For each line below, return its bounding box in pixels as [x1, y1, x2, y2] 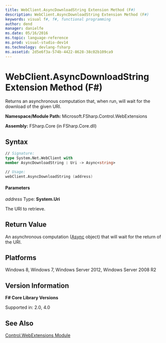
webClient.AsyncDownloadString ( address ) [5, 174, 93, 179]
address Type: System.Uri [5, 196, 60, 202]
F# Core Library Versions [5, 295, 59, 301]
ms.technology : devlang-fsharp [5, 45, 71, 50]
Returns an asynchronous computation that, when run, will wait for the [5, 98, 150, 104]
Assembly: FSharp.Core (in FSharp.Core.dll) [5, 123, 97, 129]
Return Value [5, 220, 47, 229]
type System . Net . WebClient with [5, 156, 73, 161]
